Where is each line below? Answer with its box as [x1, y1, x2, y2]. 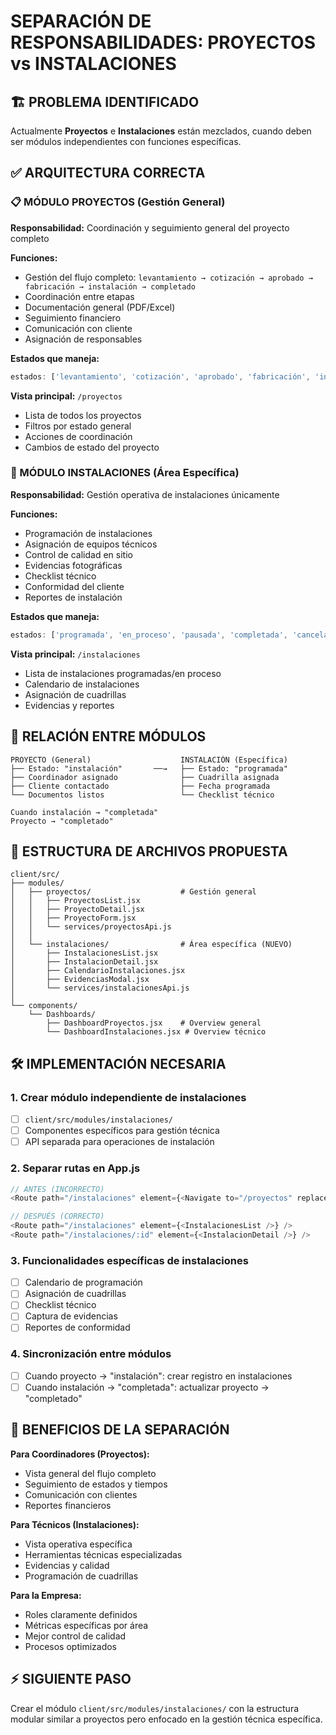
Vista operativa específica [24, 1538, 133, 1550]
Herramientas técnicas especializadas [24, 1548, 183, 1560]
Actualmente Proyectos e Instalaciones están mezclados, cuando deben [10, 125, 312, 137]
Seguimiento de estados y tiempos [24, 1478, 168, 1490]
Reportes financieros [24, 1499, 112, 1511]
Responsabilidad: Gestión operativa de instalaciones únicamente [10, 488, 280, 500]
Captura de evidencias [24, 1310, 118, 1322]
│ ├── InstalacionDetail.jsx [10, 957, 159, 967]
